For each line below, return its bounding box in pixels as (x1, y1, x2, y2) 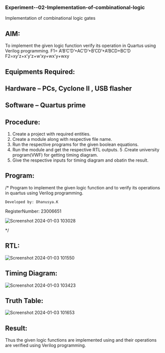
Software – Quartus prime (5, 101, 86, 110)
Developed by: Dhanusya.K (5, 199, 58, 204)
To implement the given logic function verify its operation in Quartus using (5, 43, 156, 48)
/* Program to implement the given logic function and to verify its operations (5, 184, 161, 190)
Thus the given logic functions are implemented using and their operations (5, 337, 157, 343)
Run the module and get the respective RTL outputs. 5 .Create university (12, 147, 160, 153)
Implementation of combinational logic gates (5, 15, 96, 21)
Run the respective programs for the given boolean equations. (12, 141, 139, 147)
